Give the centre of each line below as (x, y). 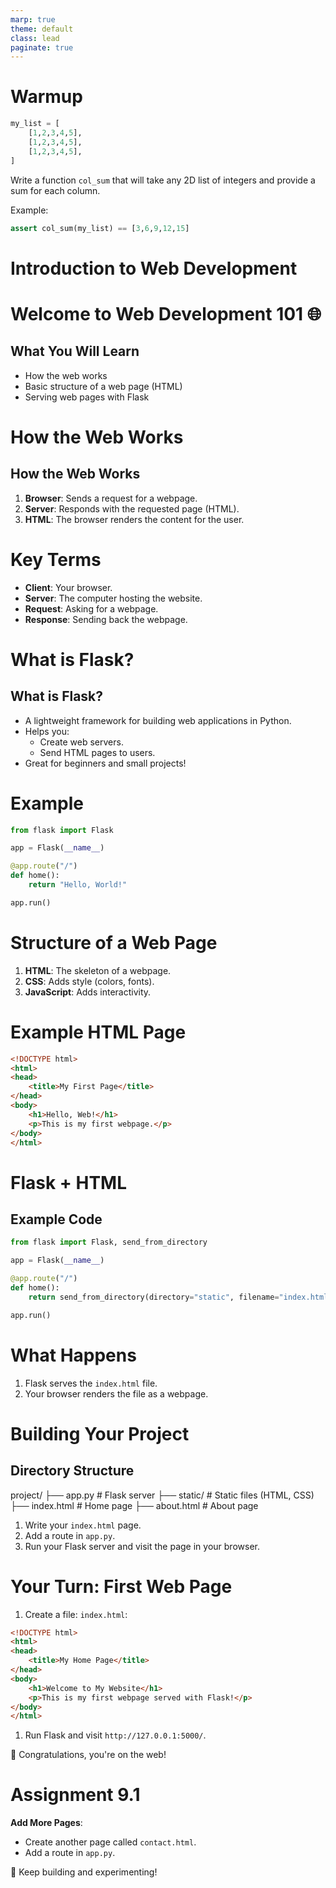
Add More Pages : (46, 1823)
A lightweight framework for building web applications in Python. (158, 720)
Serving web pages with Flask (87, 397)
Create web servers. (81, 742)
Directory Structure (72, 1471)
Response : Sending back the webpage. (106, 619)
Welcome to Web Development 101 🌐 (166, 313)
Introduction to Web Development (154, 268)
